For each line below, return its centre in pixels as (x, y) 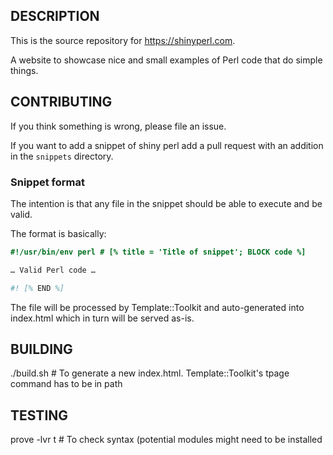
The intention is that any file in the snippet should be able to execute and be (166, 203)
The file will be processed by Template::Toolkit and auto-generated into (157, 307)
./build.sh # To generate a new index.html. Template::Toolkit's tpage (150, 373)
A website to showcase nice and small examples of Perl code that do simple (166, 60)
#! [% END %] (37, 288)
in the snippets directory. (62, 156)
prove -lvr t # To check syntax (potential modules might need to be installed (166, 440)
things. (24, 70)
